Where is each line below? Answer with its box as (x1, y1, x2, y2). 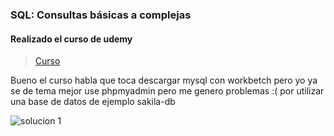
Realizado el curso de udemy (10, 33, 133, 45)
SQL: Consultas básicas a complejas (10, 8, 192, 22)
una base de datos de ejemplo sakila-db (10, 96, 176, 108)
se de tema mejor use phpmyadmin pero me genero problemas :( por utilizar (10, 85, 325, 97)
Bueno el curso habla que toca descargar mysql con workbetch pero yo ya (10, 74, 318, 87)
